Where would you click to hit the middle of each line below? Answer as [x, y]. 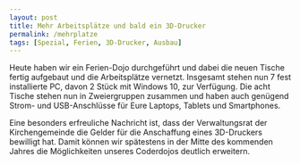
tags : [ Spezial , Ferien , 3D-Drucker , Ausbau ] [95, 42]
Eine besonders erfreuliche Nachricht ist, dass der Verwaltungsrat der [138, 123]
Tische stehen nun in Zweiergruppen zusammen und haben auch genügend [149, 96]
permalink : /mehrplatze [54, 34]
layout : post [34, 17]
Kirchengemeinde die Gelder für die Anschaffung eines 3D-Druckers [136, 132]
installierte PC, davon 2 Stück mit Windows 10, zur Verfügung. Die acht [140, 87]
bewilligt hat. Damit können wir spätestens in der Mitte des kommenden [141, 142]
